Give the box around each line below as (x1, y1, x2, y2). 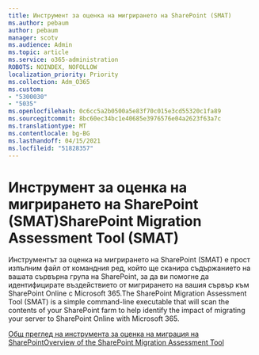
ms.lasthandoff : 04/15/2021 (8, 136, 101, 145)
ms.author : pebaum (8, 19, 69, 27)
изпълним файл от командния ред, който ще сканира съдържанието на (8, 263, 251, 273)
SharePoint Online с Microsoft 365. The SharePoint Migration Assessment (8, 288, 247, 298)
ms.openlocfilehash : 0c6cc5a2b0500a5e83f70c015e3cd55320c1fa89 (8, 108, 222, 116)
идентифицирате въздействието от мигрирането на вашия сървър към (8, 281, 249, 290)
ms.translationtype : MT (8, 122, 87, 130)
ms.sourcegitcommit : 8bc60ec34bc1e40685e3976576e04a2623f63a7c (8, 115, 222, 123)
